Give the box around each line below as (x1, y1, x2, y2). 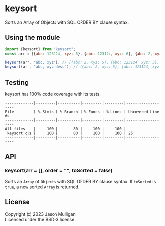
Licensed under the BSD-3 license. (5, 216, 76, 222)
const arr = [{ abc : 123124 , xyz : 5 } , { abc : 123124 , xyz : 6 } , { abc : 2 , (5, 51, 153, 56)
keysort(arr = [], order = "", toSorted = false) (5, 168, 113, 174)
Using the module (5, 33, 60, 42)
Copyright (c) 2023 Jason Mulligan (5, 211, 76, 217)
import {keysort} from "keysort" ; (5, 46, 76, 52)
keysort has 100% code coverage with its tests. (5, 91, 101, 97)
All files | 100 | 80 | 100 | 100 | (5, 126, 126, 132)
